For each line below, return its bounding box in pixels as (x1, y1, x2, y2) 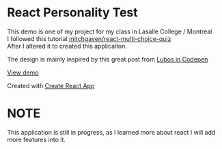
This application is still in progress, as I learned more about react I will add (7, 128, 216, 136)
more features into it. (7, 135, 66, 144)
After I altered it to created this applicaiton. (7, 42, 128, 50)
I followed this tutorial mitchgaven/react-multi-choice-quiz (7, 34, 171, 42)
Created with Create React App (7, 81, 95, 90)
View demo (7, 68, 39, 77)
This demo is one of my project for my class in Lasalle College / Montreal (7, 27, 212, 36)
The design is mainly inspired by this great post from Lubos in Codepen (7, 55, 208, 63)
